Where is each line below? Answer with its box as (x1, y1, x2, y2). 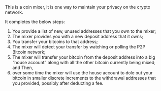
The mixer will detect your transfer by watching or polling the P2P (12, 44, 146, 49)
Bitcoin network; (12, 49, 46, 55)
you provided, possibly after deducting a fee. (12, 80, 103, 86)
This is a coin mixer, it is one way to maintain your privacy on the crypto (5, 4, 151, 10)
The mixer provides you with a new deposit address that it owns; (12, 34, 144, 39)
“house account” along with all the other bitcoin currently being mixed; (12, 60, 156, 65)
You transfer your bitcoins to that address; (12, 39, 98, 45)
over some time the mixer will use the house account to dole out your (12, 70, 153, 75)
